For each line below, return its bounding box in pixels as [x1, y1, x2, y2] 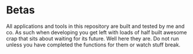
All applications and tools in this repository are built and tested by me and [6, 23, 185, 30]
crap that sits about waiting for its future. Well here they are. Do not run [6, 35, 179, 42]
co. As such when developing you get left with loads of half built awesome [6, 28, 187, 35]
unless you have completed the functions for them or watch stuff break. [6, 41, 181, 48]
